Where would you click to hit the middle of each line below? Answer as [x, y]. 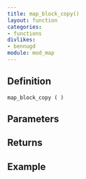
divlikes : [22, 40]
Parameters [33, 119]
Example [27, 167]
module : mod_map [31, 53]
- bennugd [22, 46]
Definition [29, 81]
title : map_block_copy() [43, 14]
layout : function [33, 20]
